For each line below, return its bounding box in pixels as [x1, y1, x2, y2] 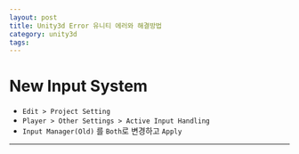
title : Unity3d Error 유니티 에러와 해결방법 [9, 21, 163, 30]
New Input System [9, 77, 149, 96]
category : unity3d [9, 29, 77, 38]
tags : [9, 37, 29, 47]
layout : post [9, 12, 58, 22]
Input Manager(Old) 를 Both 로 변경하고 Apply [21, 126, 182, 136]
